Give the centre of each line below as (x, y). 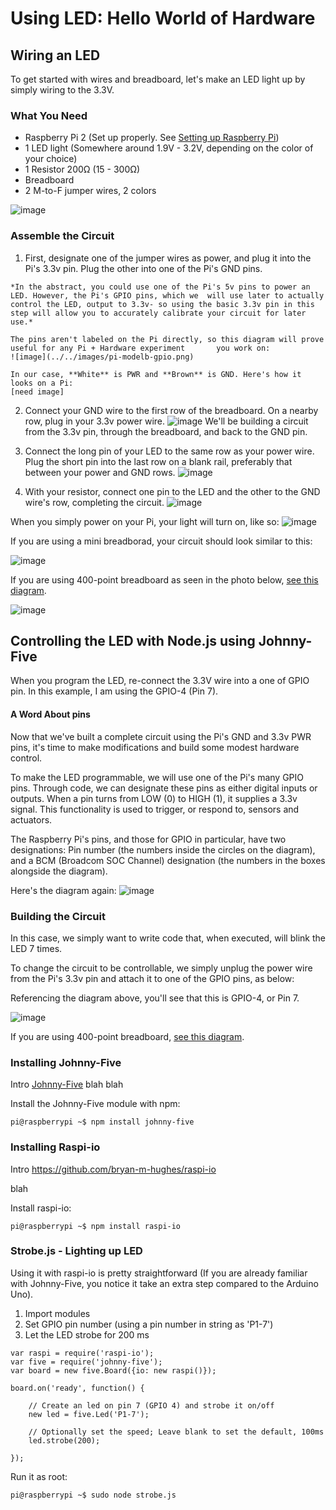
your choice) (51, 159)
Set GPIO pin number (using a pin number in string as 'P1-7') (149, 1324)
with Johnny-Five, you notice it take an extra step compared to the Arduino (164, 1283)
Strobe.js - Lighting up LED (76, 1251)
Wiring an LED (55, 55)
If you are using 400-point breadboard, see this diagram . (127, 1036)
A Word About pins (50, 714)
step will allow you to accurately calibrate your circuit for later (158, 313)
